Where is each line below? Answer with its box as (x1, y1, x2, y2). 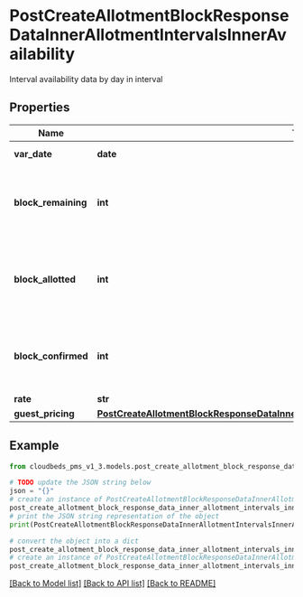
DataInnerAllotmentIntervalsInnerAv (9, 24, 287, 45)
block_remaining (14, 196, 87, 209)
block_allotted (14, 273, 77, 285)
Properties (9, 100, 70, 116)
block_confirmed (14, 350, 88, 362)
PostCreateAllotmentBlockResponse (9, 5, 289, 26)
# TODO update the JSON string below (9, 478, 151, 488)
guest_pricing (14, 407, 75, 420)
